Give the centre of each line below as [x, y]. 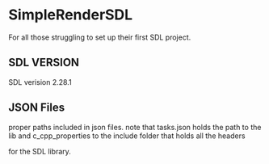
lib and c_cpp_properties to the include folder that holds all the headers [127, 136]
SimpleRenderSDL [71, 15]
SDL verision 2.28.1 [40, 82]
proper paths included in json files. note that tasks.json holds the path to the [135, 127]
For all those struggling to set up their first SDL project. [100, 37]
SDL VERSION [44, 63]
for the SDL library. [40, 151]
